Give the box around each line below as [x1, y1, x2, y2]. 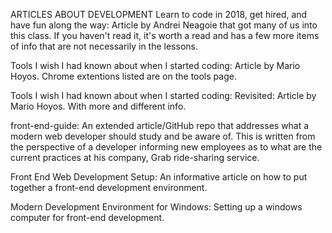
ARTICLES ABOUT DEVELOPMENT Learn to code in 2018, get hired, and [10, 9, 308, 20]
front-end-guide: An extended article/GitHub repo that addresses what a [10, 120, 310, 131]
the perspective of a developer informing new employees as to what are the [10, 141, 323, 153]
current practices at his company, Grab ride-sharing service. [10, 152, 260, 163]
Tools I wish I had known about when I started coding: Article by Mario [10, 60, 301, 71]
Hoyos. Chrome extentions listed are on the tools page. [10, 70, 237, 82]
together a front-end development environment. [10, 182, 208, 193]
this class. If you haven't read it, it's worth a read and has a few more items [10, 30, 320, 41]
